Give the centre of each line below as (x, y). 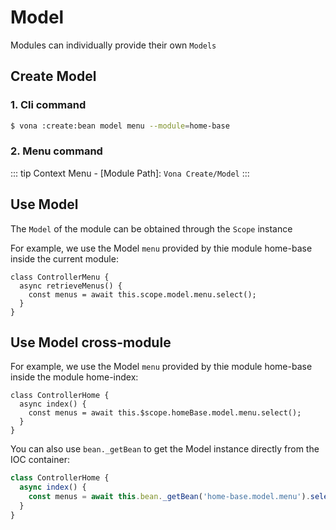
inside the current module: (64, 258)
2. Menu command (56, 151)
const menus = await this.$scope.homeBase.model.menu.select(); (165, 413)
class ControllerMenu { (60, 277)
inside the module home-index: (74, 377)
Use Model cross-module (91, 342)
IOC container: (40, 460)
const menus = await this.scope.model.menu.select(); (142, 294)
